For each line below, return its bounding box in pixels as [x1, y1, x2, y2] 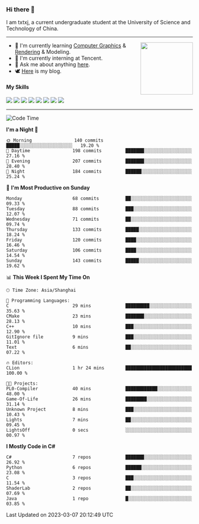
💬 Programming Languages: [6, 297, 70, 304]
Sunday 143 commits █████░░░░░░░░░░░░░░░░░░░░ [6, 258, 192, 263]
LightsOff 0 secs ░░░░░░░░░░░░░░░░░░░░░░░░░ [6, 427, 192, 433]
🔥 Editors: [6, 359, 34, 366]
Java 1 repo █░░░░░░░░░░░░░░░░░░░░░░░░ [6, 496, 192, 502]
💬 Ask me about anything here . [14, 61, 91, 68]
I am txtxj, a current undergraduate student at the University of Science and [6, 19, 191, 26]
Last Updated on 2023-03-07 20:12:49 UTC [6, 511, 114, 518]
